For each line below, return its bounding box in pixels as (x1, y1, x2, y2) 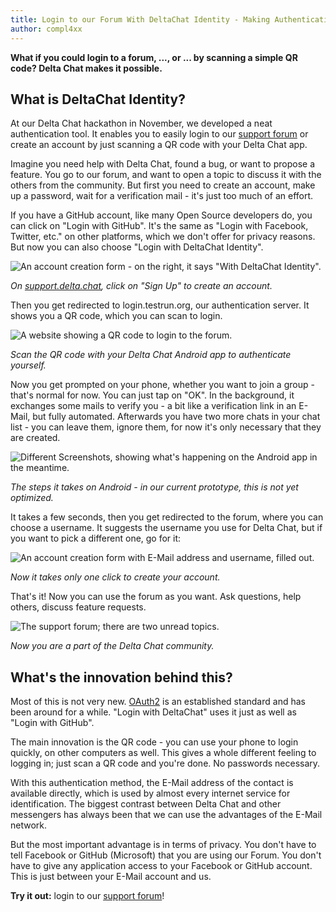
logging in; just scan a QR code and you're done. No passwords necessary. (10, 757, 321, 770)
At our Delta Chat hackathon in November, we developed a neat (10, 117, 273, 130)
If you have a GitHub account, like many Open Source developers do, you (10, 209, 313, 221)
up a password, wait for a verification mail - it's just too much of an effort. (10, 190, 314, 202)
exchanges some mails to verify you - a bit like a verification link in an (10, 400, 297, 412)
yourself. (10, 359, 47, 371)
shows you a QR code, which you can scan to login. (10, 310, 223, 322)
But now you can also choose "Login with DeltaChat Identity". (10, 241, 264, 253)
